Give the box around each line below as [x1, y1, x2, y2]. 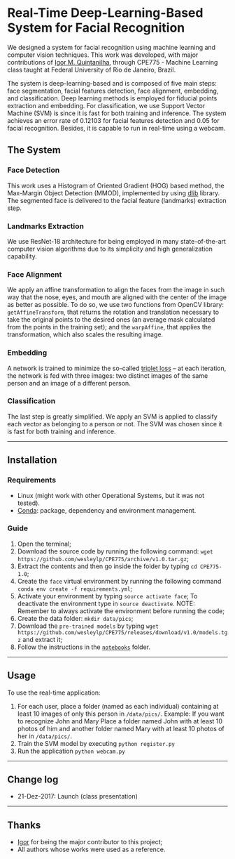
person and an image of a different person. [7, 379, 131, 387]
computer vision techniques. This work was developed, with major [7, 51, 199, 59]
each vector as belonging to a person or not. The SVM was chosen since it [7, 419, 222, 428]
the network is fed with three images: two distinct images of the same [7, 371, 208, 380]
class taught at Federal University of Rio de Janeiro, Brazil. [7, 65, 176, 74]
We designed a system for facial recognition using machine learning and [7, 43, 215, 51]
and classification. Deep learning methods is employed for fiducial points [7, 93, 218, 103]
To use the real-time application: [7, 688, 101, 697]
